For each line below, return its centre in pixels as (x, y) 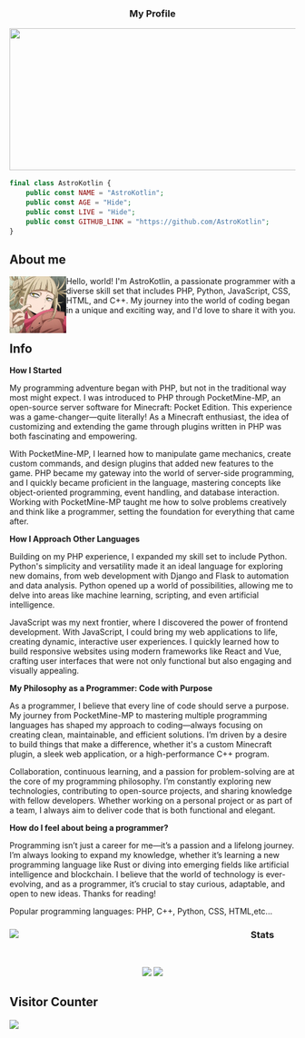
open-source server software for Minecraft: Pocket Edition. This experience (151, 408)
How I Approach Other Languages (75, 539)
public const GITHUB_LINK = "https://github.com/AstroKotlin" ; (148, 222)
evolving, (26, 885)
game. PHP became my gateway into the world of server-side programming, (152, 473)
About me (38, 259)
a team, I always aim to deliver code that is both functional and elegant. (143, 810)
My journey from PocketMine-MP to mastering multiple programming (138, 716)
